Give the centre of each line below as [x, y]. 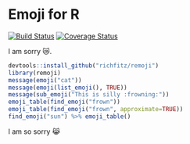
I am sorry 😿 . [30, 51]
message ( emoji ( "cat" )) [45, 80]
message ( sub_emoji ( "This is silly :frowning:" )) [89, 95]
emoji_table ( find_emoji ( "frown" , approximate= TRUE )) [96, 110]
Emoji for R [44, 14]
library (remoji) [34, 73]
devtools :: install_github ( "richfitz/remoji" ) [83, 65]
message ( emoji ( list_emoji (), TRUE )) [68, 88]
